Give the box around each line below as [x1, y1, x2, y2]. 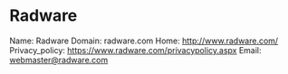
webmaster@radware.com [9, 54, 109, 65]
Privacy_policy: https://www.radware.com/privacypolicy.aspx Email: [9, 44, 262, 55]
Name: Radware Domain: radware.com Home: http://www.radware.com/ [9, 35, 279, 46]
